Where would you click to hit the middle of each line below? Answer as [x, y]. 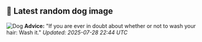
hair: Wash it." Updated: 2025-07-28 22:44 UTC [67, 32]
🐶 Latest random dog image [60, 11]
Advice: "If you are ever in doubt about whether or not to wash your [110, 26]
